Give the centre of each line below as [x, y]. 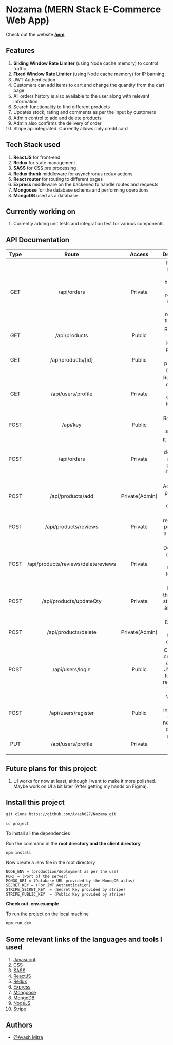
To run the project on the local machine [47, 914]
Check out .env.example [32, 904]
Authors [19, 1025]
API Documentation [38, 240]
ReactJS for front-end [37, 157]
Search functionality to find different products [62, 107]
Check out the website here [35, 34]
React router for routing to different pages [58, 179]
